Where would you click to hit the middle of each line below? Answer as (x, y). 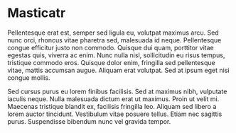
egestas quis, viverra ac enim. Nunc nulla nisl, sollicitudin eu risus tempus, (116, 55)
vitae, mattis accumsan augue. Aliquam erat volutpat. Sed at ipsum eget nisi (118, 70)
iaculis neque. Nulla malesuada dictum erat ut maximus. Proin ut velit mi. (113, 99)
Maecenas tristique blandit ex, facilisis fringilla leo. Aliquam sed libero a (112, 106)
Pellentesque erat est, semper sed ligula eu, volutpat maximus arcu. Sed (113, 33)
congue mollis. (29, 77)
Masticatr (37, 13)
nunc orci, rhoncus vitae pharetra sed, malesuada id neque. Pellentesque (114, 40)
